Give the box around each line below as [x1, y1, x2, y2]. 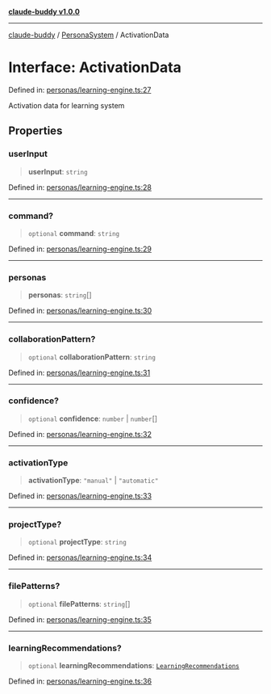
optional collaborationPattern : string [27, 351, 156, 362]
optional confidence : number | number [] [27, 414, 158, 423]
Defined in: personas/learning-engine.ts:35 [8, 614, 152, 625]
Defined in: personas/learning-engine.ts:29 [8, 244, 152, 254]
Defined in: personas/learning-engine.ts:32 [8, 429, 152, 439]
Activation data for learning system [8, 100, 125, 110]
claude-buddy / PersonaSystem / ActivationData [8, 30, 169, 40]
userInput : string [27, 166, 88, 176]
